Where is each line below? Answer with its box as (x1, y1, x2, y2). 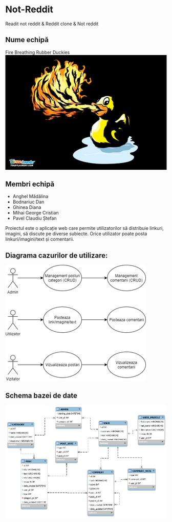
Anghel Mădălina (12, 193, 49, 200)
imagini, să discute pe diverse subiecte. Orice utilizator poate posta (5, 230, 147, 237)
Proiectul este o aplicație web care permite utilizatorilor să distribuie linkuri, (5, 225, 164, 231)
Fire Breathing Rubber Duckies (5, 49, 70, 55)
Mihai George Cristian (12, 210, 59, 216)
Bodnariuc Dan (12, 199, 45, 205)
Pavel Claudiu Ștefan (12, 215, 57, 222)
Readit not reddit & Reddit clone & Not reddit (5, 21, 99, 27)
